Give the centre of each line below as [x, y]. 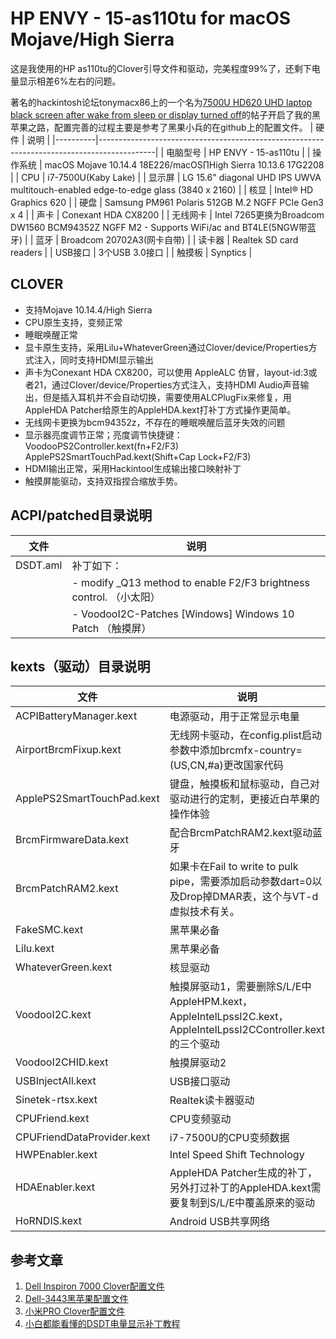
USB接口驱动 [200, 1082]
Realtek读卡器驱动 [212, 1100]
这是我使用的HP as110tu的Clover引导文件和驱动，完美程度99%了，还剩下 [161, 68]
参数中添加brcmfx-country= [236, 750]
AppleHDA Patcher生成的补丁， [243, 1173]
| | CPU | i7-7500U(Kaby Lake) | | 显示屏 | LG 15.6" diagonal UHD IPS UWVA [166, 177]
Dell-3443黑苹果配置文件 [76, 1299]
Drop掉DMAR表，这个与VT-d [249, 897]
